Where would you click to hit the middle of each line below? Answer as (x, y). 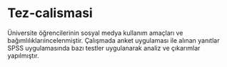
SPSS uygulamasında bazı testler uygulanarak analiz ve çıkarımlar (104, 48)
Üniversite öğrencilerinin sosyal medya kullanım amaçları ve (95, 33)
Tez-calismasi (50, 13)
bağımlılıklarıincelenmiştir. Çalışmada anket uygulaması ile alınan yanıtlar (113, 40)
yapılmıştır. (23, 56)
